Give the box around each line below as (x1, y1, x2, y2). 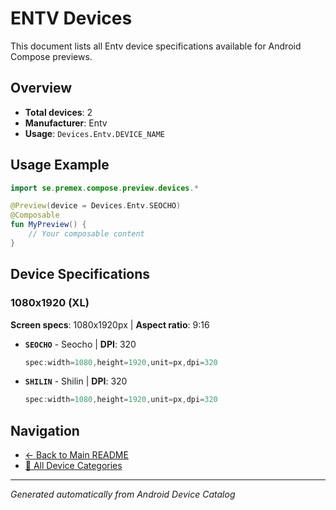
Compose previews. (10, 50, 93, 62)
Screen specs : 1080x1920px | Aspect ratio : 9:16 (10, 318, 210, 331)
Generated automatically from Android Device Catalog (10, 488, 236, 501)
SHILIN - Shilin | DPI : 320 (24, 375, 128, 387)
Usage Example (10, 157, 110, 174)
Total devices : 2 (24, 106, 93, 118)
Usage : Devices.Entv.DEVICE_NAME (24, 127, 165, 139)
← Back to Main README (24, 449, 129, 461)
